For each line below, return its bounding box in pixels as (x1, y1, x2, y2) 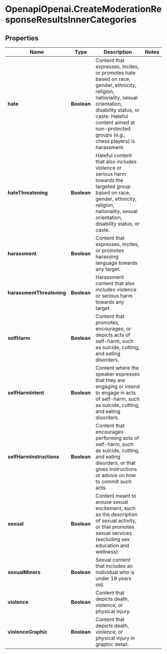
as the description (95, 511, 138, 518)
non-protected (95, 125, 131, 132)
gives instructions (95, 466, 137, 473)
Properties (5, 34, 39, 42)
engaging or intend (95, 383, 140, 390)
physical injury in (95, 635, 135, 642)
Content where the (95, 364, 139, 371)
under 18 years (95, 575, 132, 582)
